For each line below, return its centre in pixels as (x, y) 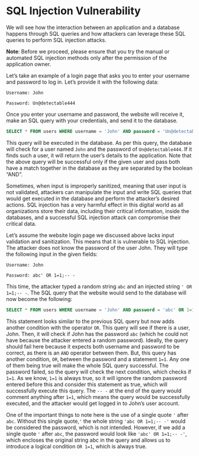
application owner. (29, 64)
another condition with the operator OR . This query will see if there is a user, (98, 327)
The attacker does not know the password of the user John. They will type (97, 248)
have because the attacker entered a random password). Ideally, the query (97, 340)
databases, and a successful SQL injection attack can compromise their (94, 217)
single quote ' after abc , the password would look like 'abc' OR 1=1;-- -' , (97, 433)
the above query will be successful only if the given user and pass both (93, 161)
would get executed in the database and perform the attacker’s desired (93, 198)
